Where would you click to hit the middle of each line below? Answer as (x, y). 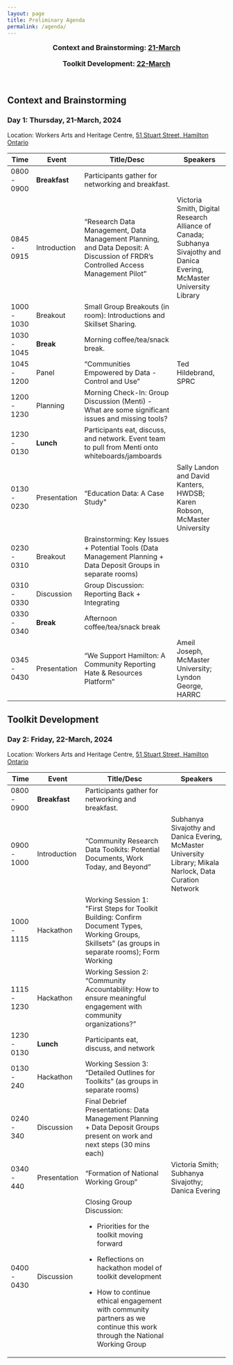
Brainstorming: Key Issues (127, 539)
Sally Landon (198, 467)
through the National (130, 1336)
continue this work (127, 1327)
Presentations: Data (117, 1110)
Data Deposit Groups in (122, 565)
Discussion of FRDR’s (119, 256)
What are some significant (127, 410)
